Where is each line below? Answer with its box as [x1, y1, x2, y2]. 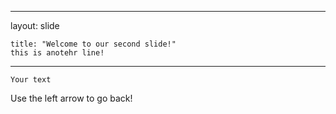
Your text [10, 75, 52, 85]
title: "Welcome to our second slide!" [10, 39, 177, 49]
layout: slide [10, 20, 60, 31]
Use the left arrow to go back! [10, 92, 133, 104]
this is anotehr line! [10, 48, 105, 58]
